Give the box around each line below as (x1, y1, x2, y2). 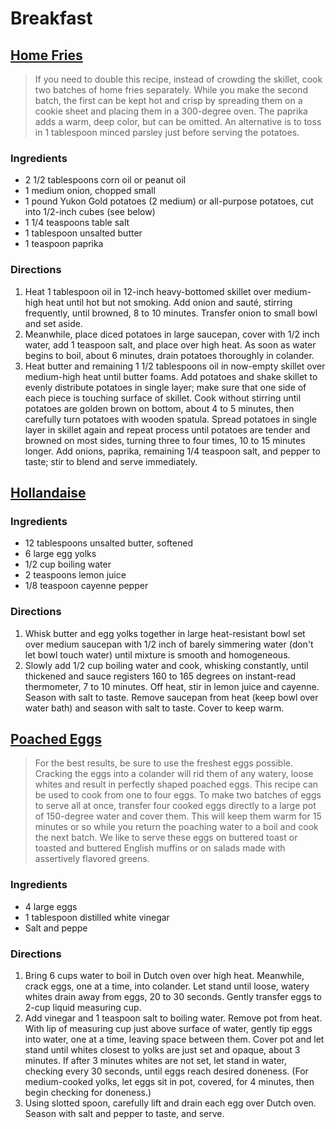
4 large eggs (24, 900, 78, 912)
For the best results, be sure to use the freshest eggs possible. (34, 757, 294, 769)
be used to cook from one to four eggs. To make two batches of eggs (34, 789, 322, 801)
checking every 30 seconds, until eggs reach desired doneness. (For (24, 1065, 309, 1077)
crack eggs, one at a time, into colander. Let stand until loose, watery (24, 980, 310, 992)
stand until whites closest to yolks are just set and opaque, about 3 (24, 1043, 301, 1056)
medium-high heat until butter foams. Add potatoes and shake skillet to (24, 370, 318, 382)
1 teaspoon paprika (24, 238, 104, 250)
